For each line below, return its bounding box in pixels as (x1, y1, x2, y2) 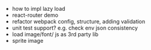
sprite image (12, 37, 44, 44)
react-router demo (12, 11, 59, 19)
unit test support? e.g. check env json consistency (12, 24, 138, 31)
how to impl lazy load (12, 5, 65, 12)
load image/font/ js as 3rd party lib (12, 31, 99, 38)
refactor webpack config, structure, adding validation (12, 18, 146, 25)
